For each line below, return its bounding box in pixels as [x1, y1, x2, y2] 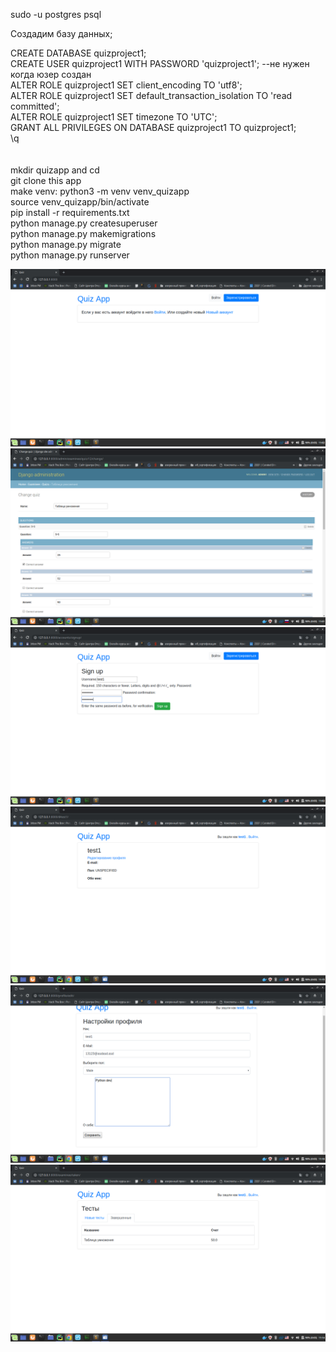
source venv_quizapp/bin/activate [10, 196, 150, 208]
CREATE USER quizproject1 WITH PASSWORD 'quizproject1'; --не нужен [10, 58, 310, 69]
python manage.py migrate [10, 239, 122, 250]
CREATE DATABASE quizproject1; [10, 47, 147, 59]
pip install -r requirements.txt [10, 207, 130, 218]
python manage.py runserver [10, 249, 130, 261]
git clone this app [10, 175, 82, 186]
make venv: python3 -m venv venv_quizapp [10, 185, 190, 197]
